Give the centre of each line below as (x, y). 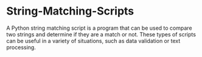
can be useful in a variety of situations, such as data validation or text (93, 41)
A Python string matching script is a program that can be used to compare (99, 28)
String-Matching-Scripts (70, 11)
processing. (21, 47)
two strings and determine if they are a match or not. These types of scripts (101, 34)
